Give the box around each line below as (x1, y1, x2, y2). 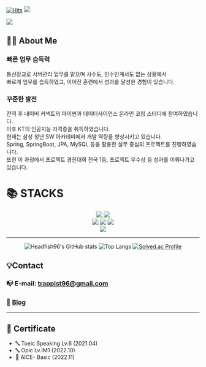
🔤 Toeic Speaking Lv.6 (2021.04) (15, 340, 98, 347)
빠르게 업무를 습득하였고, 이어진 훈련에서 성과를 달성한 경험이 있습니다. (6, 78, 175, 85)
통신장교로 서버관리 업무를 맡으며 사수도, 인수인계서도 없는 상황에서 (6, 70, 167, 78)
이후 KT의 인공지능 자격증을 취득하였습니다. (6, 125, 110, 132)
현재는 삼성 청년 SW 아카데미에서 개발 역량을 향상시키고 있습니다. (6, 132, 162, 140)
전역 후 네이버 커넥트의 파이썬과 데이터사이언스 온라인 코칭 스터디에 (6, 110, 167, 117)
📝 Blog (6, 298, 26, 306)
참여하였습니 (167, 110, 198, 117)
